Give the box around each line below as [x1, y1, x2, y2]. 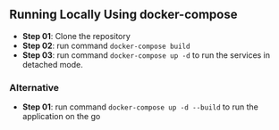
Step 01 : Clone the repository [21, 30, 131, 41]
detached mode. [21, 59, 83, 69]
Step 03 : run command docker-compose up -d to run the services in [21, 49, 271, 61]
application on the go [21, 111, 101, 122]
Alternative [9, 81, 60, 93]
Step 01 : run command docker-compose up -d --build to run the [21, 102, 259, 112]
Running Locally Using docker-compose [9, 7, 238, 22]
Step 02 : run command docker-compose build [21, 40, 190, 51]
